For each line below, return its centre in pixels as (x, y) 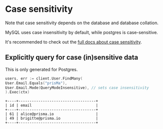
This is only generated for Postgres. (41, 69)
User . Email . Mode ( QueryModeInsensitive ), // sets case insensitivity (77, 87)
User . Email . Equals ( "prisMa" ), (36, 83)
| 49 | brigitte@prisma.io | (52, 119)
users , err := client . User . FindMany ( (44, 78)
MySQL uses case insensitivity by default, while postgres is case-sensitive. (81, 32)
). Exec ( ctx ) (17, 92)
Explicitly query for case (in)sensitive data (72, 58)
